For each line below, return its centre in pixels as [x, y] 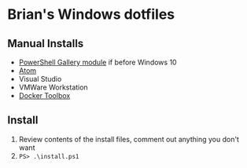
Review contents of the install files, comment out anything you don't [129, 139]
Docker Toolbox [44, 95]
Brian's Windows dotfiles [91, 15]
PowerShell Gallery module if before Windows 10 [98, 62]
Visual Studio [40, 79]
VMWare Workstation [53, 87]
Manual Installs [46, 44]
